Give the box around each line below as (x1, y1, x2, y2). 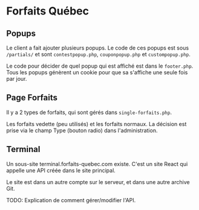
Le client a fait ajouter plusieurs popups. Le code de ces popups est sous (6, 44, 189, 51)
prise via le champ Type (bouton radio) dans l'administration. (6, 127, 158, 134)
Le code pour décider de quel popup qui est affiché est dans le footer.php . (6, 62, 194, 69)
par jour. (6, 75, 27, 82)
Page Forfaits (6, 92, 57, 103)
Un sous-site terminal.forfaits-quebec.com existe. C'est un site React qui (6, 160, 188, 167)
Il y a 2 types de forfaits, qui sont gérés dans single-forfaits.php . (6, 109, 172, 116)
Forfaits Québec (6, 4, 90, 18)
